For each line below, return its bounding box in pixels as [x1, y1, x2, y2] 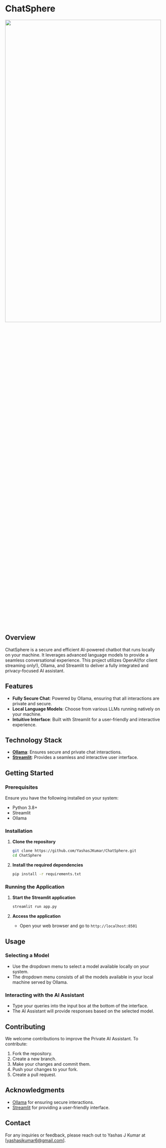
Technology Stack [5, 736, 62, 744]
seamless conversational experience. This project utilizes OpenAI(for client [5, 657, 158, 663]
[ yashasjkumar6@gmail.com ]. [5, 1137, 66, 1143]
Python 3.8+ [12, 805, 38, 810]
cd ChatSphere [12, 853, 41, 858]
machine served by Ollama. [12, 979, 68, 985]
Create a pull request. [12, 1072, 57, 1078]
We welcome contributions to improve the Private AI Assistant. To [5, 1035, 138, 1041]
